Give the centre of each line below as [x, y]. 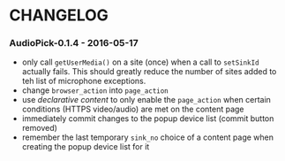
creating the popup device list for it [86, 147]
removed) [39, 128]
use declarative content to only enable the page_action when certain [146, 100]
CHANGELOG [59, 15]
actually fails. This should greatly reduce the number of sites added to [149, 72]
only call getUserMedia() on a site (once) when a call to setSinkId [140, 62]
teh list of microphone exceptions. [84, 81]
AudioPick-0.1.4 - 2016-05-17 [74, 43]
